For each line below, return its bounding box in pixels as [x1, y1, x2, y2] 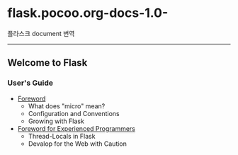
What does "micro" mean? [28, 101, 106, 110]
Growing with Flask [28, 117, 85, 125]
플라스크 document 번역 [7, 29, 75, 38]
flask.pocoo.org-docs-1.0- [7, 5, 169, 21]
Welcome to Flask [7, 57, 88, 69]
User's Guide [7, 78, 53, 88]
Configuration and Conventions [28, 109, 120, 117]
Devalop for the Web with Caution [28, 139, 127, 148]
